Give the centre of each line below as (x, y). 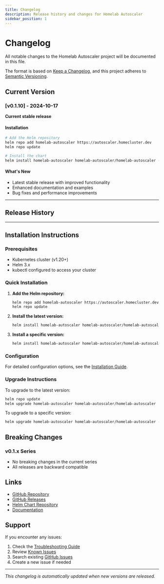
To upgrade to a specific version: (38, 413)
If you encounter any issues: (34, 537)
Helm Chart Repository (35, 504)
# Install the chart (26, 156)
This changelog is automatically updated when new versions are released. (80, 576)
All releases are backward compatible (50, 467)
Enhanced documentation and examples (53, 187)
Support (18, 525)
